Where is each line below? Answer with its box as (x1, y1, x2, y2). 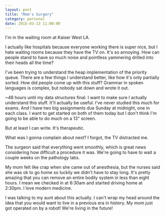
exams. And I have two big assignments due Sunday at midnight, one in (5, 105, 150, 111)
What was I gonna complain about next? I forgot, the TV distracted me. (5, 135, 149, 141)
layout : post (5, 7, 32, 12)
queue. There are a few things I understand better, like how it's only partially (5, 74, 160, 80)
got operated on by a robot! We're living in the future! (5, 205, 113, 211)
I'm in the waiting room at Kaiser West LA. (5, 35, 90, 40)
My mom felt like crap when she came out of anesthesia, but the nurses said (5, 164, 160, 170)
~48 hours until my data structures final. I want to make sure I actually (5, 95, 147, 101)
